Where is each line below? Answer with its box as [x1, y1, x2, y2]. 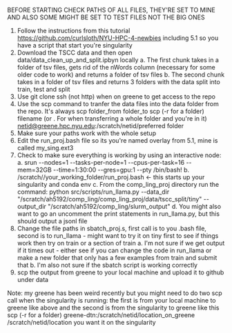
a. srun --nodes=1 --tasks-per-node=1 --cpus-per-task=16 [17, 159, 185, 166]
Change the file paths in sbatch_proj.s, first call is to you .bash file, [17, 224, 207, 232]
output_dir [17, 203, 47, 210]
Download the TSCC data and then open [17, 48, 133, 57]
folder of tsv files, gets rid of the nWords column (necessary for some [17, 63, 215, 71]
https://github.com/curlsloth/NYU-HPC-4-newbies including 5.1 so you [17, 34, 219, 42]
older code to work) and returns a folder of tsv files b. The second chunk [17, 70, 225, 79]
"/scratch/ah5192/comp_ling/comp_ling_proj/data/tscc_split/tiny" [17, 195, 202, 203]
